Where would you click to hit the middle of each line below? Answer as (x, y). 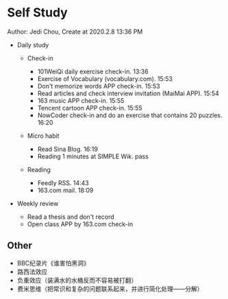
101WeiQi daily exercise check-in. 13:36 (93, 71)
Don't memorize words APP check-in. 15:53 (99, 86)
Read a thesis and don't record (71, 217)
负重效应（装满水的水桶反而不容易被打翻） (77, 280)
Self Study (38, 13)
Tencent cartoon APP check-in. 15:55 (90, 108)
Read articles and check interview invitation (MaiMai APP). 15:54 (128, 93)
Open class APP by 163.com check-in (80, 224)
